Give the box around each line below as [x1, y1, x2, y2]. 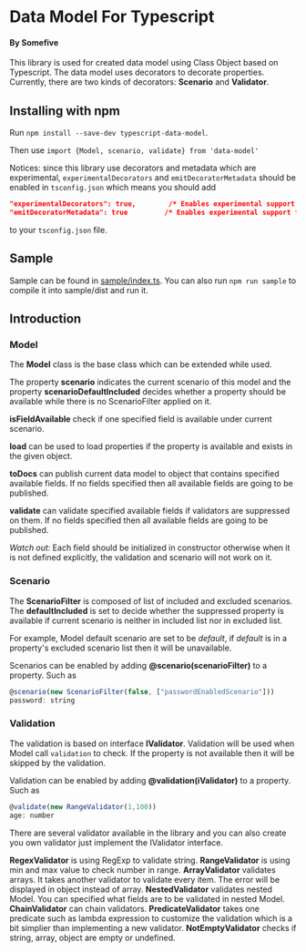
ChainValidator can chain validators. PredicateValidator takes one [9, 903, 260, 914]
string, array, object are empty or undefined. [9, 932, 176, 943]
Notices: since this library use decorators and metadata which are [9, 162, 257, 174]
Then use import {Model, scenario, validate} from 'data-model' [9, 145, 260, 156]
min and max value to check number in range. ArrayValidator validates [9, 864, 276, 875]
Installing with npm [9, 103, 120, 118]
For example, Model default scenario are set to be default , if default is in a [9, 632, 288, 643]
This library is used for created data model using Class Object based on [9, 57, 279, 68]
